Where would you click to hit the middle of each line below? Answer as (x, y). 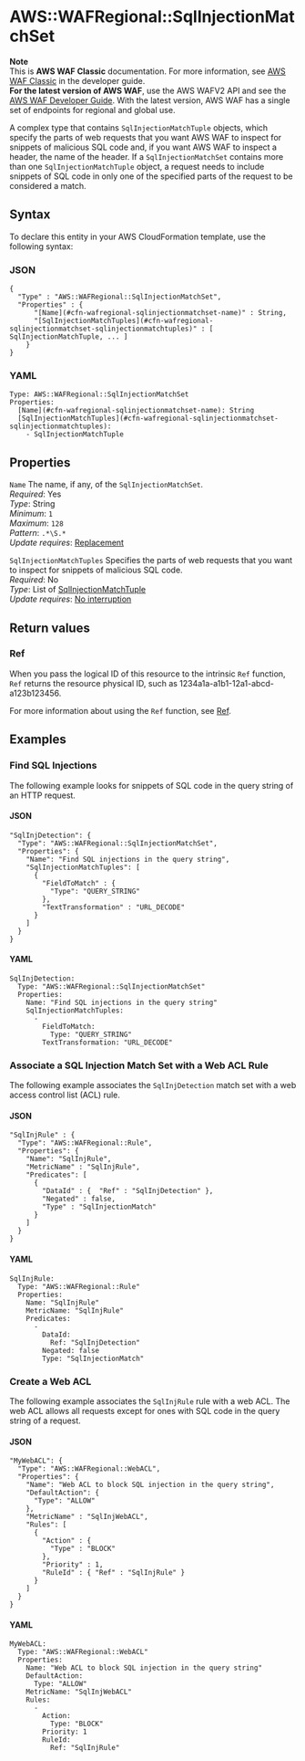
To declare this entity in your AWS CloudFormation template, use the (137, 236)
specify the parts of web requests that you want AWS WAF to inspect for (146, 137)
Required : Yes (36, 494)
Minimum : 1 (31, 514)
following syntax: (41, 246)
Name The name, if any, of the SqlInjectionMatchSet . (106, 485)
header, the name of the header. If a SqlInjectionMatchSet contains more (147, 156)
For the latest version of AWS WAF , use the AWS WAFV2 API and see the (148, 90)
